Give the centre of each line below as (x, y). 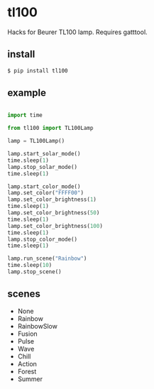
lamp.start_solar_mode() (44, 154)
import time (25, 115)
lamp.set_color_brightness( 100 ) (55, 226)
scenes (24, 294)
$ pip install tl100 (38, 71)
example (27, 93)
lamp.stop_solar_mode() (43, 167)
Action (27, 363)
